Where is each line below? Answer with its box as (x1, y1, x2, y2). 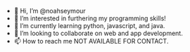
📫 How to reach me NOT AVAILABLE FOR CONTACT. (13, 37, 169, 45)
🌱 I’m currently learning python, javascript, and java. (13, 22, 165, 30)
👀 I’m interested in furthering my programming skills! (13, 14, 167, 22)
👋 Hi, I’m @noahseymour (13, 7, 86, 15)
